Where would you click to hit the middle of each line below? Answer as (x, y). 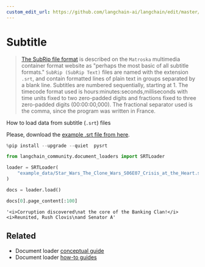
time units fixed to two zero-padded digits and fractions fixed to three (109, 98)
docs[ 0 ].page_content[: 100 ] (42, 201)
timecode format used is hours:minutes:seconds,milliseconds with (104, 91)
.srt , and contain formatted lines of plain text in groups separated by (108, 78)
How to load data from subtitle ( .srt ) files (59, 123)
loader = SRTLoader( (33, 168)
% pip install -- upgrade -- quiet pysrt (57, 146)
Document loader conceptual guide (59, 251)
